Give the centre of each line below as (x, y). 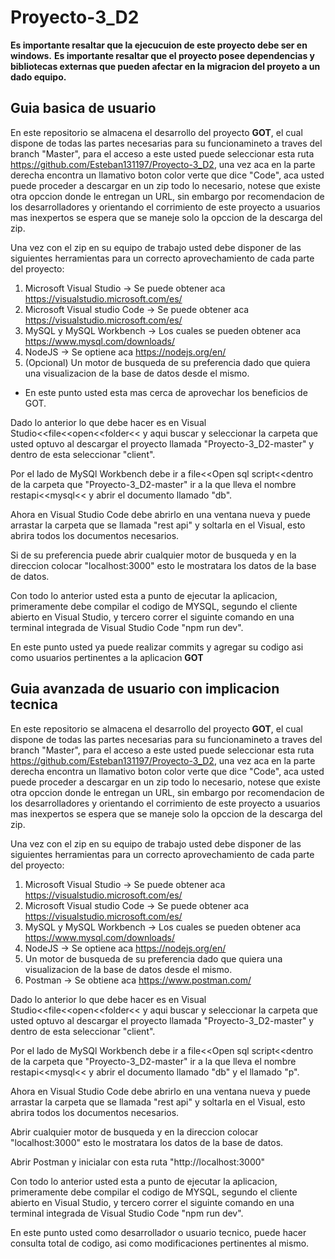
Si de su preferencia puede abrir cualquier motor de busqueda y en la (153, 555)
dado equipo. (38, 77)
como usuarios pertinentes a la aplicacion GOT (107, 657)
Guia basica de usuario (83, 108)
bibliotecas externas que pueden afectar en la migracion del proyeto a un (165, 66)
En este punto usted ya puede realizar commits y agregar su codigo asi (157, 647)
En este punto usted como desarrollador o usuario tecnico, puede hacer (158, 1232)
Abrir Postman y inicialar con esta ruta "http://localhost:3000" (138, 1162)
